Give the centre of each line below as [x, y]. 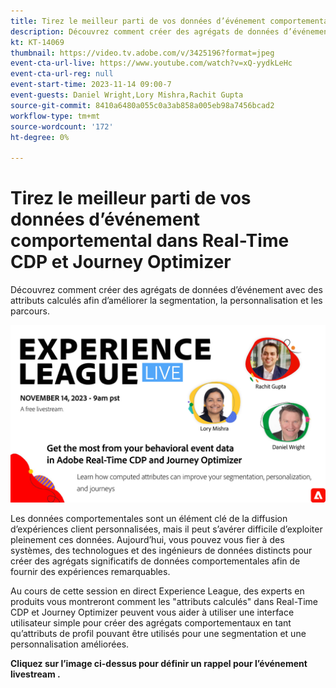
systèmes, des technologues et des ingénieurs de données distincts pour [161, 550]
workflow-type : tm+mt [55, 116]
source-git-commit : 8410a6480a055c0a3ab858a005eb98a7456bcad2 [142, 105]
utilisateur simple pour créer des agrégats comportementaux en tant [151, 622]
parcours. [30, 311]
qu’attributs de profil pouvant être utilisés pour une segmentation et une [158, 633]
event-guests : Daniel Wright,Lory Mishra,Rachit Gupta [127, 95]
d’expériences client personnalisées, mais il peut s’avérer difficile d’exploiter [166, 529]
